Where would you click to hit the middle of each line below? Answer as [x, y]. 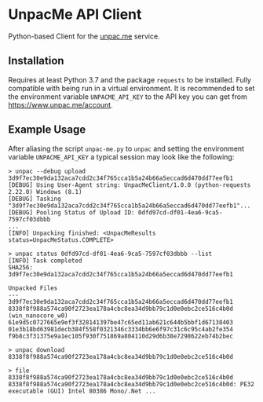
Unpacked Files [33, 288]
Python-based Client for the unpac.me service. [84, 36]
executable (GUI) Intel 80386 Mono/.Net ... [82, 391]
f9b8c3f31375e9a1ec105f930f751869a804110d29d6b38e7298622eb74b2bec [121, 336]
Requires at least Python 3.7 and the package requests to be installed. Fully [130, 79]
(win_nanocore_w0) [38, 316]
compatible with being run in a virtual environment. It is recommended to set [131, 88]
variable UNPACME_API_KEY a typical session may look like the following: [121, 157]
